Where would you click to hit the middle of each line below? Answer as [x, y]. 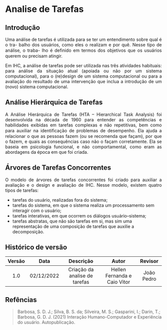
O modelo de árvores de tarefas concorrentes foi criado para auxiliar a [83, 180]
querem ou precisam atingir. [34, 56]
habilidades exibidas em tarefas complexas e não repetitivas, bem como [83, 125]
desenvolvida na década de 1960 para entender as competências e [83, 119]
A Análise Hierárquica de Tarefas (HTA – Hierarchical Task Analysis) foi [83, 114]
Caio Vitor [118, 282]
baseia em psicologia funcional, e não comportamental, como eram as [83, 147]
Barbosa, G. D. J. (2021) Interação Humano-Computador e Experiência [89, 317]
